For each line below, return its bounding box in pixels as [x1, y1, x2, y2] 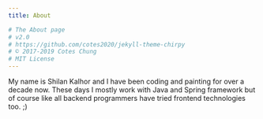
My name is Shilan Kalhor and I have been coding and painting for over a [8, 76, 245, 86]
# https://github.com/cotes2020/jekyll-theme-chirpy [8, 40, 186, 48]
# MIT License [8, 55, 55, 63]
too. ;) [8, 102, 28, 111]
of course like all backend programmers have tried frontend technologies [8, 94, 246, 102]
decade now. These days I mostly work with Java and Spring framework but [8, 85, 256, 95]
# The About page [8, 25, 66, 34]
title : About [8, 11, 51, 20]
